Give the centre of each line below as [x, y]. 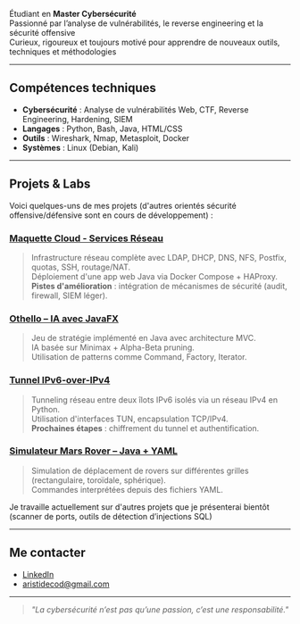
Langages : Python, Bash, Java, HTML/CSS [102, 129]
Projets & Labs [50, 184]
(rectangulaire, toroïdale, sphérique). [99, 480]
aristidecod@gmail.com [66, 584]
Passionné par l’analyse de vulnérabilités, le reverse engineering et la [136, 23]
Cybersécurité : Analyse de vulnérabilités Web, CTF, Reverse [135, 109]
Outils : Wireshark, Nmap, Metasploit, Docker [106, 137]
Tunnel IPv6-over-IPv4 [60, 380]
